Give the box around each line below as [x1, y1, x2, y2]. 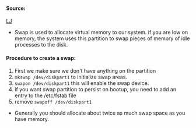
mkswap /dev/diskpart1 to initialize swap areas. [14, 73, 127, 81]
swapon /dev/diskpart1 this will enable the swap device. [14, 80, 149, 87]
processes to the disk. [14, 41, 68, 48]
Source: [6, 5, 26, 12]
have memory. [14, 116, 50, 123]
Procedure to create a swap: [6, 54, 76, 61]
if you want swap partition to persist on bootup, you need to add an [14, 86, 177, 93]
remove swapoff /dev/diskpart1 [14, 98, 92, 105]
